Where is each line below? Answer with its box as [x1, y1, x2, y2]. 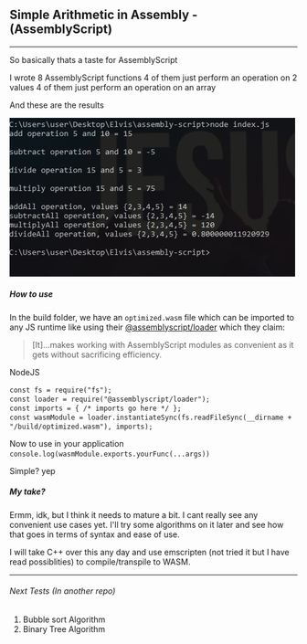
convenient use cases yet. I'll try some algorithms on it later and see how [9, 519, 284, 530]
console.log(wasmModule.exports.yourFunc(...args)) [9, 449, 210, 459]
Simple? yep [9, 465, 57, 476]
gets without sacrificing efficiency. [31, 349, 163, 360]
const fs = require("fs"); [9, 385, 112, 395]
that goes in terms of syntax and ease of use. [9, 529, 180, 540]
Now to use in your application [9, 438, 125, 449]
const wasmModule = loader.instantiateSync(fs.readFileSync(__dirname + [9, 413, 292, 422]
